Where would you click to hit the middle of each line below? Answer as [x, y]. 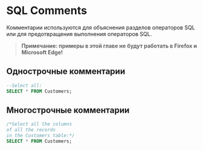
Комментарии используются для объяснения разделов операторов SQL [101, 27]
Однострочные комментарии [66, 72]
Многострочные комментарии [68, 110]
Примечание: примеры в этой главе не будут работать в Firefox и [109, 46]
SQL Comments [47, 11]
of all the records [31, 130]
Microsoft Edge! [42, 52]
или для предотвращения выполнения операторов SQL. [79, 34]
